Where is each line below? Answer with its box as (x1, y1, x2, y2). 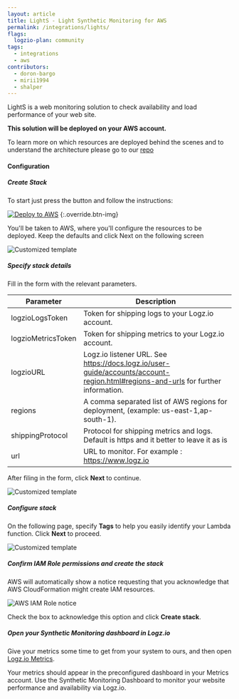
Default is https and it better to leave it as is (83, 435, 228, 445)
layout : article (7, 10, 55, 18)
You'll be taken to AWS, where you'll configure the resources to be (7, 224, 203, 232)
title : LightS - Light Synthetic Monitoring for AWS (7, 17, 167, 24)
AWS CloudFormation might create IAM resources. (7, 585, 155, 594)
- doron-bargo (14, 70, 55, 77)
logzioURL (11, 367, 46, 377)
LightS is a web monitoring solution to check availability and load (7, 103, 198, 111)
